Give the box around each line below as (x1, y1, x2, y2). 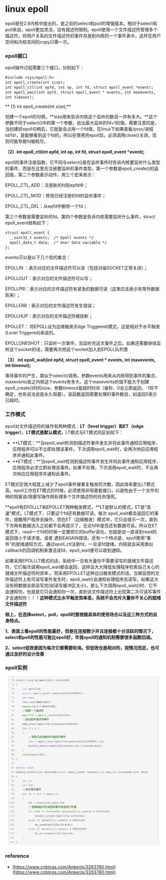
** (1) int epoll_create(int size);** (5, 104, 72, 110)
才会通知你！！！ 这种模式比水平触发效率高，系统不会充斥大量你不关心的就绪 (5, 595, 161, 600)
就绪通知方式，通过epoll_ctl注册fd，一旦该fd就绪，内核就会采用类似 (15, 541, 154, 547)
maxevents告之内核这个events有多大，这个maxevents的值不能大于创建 (5, 379, 150, 385)
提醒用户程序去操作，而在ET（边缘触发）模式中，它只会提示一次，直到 (13, 516, 158, 522)
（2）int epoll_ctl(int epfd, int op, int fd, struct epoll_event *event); (5, 149, 145, 155)
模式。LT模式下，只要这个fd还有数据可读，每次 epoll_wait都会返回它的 (11, 510, 155, 516)
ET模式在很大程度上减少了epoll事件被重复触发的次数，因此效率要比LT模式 (5, 481, 155, 487)
